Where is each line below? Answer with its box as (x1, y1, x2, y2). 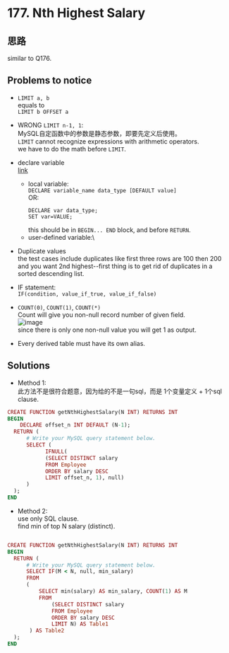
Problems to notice (7, 74, 92, 86)
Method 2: (17, 507, 48, 515)
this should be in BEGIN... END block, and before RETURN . (27, 225, 192, 234)
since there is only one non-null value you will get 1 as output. (17, 325, 197, 334)
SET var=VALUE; (27, 213, 73, 220)
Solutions (7, 359, 51, 372)
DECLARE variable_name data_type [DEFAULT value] (27, 187, 178, 194)
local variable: (27, 179, 69, 188)
